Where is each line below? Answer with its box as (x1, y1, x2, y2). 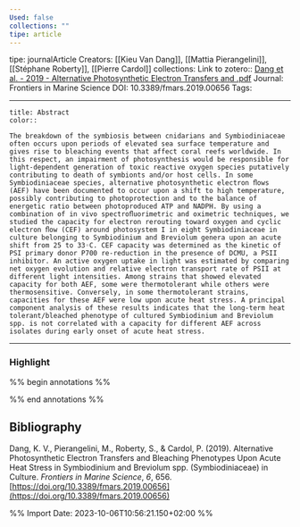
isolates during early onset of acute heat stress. (9, 327, 205, 336)
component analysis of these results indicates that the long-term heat (9, 304, 286, 313)
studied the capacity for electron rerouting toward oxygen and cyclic (9, 218, 281, 227)
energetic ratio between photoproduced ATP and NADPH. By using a (9, 202, 262, 211)
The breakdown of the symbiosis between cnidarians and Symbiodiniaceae (9, 131, 286, 141)
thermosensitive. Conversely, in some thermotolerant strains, (9, 288, 250, 297)
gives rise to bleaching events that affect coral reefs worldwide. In (9, 147, 281, 156)
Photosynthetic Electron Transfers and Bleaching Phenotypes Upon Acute (9, 453, 281, 464)
